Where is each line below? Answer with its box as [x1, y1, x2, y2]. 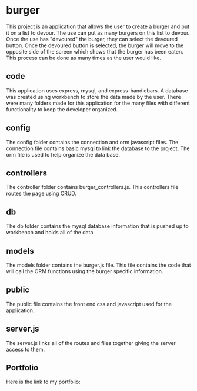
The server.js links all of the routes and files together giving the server [6, 339, 176, 346]
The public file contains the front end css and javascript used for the [6, 300, 172, 307]
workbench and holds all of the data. [6, 229, 95, 236]
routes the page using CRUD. [6, 190, 76, 197]
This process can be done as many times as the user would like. [6, 54, 162, 61]
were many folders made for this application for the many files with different [6, 100, 190, 107]
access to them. [6, 346, 45, 353]
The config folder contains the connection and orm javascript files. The [6, 138, 179, 145]
